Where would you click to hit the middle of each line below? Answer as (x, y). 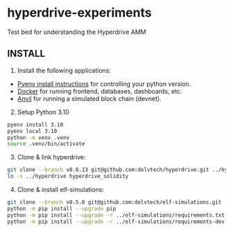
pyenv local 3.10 (32, 131)
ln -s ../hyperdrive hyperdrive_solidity (68, 177)
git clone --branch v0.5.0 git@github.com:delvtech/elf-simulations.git (114, 202)
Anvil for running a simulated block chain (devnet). (89, 98)
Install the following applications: (64, 70)
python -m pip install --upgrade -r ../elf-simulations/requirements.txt (116, 215)
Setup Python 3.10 (43, 111)
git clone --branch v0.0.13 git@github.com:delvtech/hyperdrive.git (108, 170)
